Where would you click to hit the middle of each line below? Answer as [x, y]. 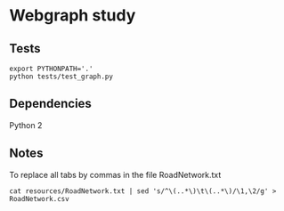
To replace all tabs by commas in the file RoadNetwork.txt [115, 174]
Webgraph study [73, 16]
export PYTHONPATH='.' [51, 69]
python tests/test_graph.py [61, 77]
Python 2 [26, 125]
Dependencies [50, 104]
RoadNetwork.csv [39, 199]
